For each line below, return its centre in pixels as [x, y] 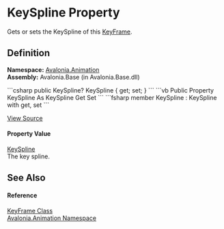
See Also [26, 178]
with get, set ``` [28, 105]
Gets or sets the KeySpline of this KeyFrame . [70, 32]
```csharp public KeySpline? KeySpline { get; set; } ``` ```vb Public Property [110, 90]
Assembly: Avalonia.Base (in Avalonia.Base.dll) [73, 77]
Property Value [29, 134]
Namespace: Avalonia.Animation [53, 69]
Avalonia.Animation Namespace [52, 218]
